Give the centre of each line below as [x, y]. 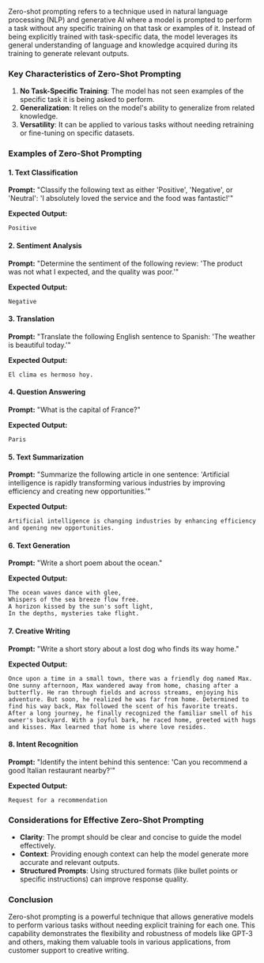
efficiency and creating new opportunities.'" [79, 491]
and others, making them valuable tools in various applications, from [119, 942]
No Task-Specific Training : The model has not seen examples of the [132, 91]
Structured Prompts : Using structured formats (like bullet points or [129, 871]
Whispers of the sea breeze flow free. [74, 600]
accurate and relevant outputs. [70, 863]
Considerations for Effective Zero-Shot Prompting [106, 820]
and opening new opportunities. [61, 528]
